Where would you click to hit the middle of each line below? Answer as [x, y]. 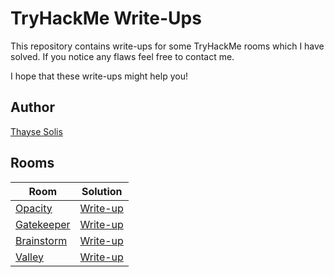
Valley [29, 257]
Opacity [34, 208]
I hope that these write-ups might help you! [99, 76]
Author [32, 107]
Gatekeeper [43, 224]
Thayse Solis [36, 131]
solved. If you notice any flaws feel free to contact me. [122, 56]
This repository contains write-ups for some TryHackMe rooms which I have [167, 46]
